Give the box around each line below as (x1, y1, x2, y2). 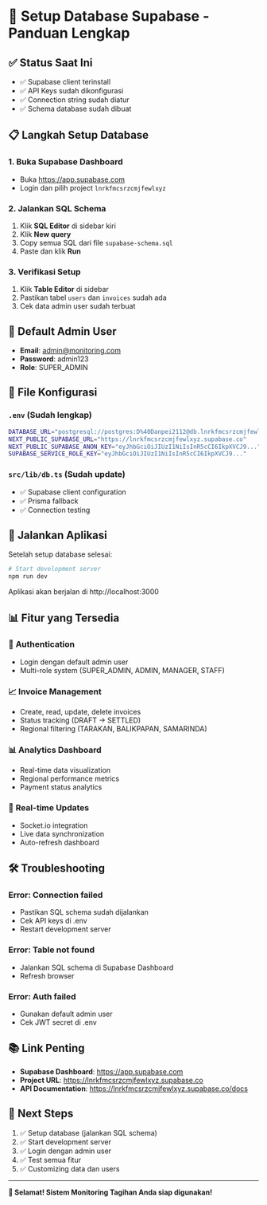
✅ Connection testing (19, 505, 91, 514)
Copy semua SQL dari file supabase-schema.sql (19, 238, 173, 247)
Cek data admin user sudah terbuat (19, 301, 136, 311)
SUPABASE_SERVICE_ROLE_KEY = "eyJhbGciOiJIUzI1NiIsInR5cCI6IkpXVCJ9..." (8, 450, 247, 458)
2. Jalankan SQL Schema (8, 203, 106, 214)
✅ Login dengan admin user (19, 1146, 112, 1156)
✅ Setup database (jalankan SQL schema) (19, 1128, 157, 1137)
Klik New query (19, 229, 72, 238)
